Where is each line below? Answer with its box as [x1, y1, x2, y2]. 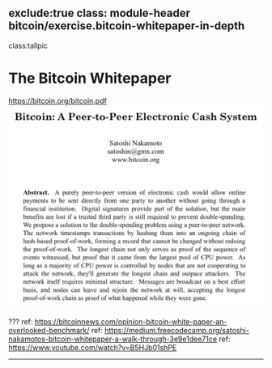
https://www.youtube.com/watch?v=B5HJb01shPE [8, 342, 177, 352]
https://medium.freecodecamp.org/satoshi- [104, 325, 249, 335]
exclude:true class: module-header [8, 6, 190, 20]
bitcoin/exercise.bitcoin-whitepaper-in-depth [8, 19, 245, 33]
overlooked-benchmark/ [8, 325, 90, 335]
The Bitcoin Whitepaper [8, 69, 172, 88]
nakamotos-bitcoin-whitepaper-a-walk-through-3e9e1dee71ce [8, 334, 217, 344]
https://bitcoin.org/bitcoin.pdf [8, 96, 107, 105]
